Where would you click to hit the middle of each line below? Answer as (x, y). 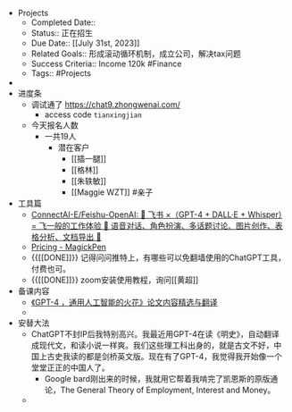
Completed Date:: (63, 22)
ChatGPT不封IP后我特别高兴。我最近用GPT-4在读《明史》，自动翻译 (155, 334)
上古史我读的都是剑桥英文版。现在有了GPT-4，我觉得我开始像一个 (161, 356)
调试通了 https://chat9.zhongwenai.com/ (106, 105)
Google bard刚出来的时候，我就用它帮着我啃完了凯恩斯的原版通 (161, 378)
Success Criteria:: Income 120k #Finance (106, 63)
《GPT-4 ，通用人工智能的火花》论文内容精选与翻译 (124, 302)
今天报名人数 (54, 125)
